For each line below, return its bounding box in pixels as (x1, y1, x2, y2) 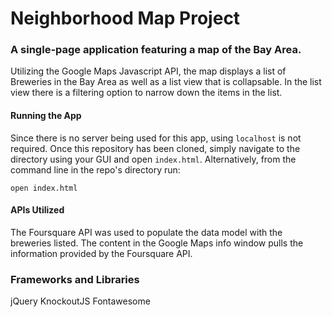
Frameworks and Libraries (10, 272, 140, 286)
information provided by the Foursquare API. (10, 247, 193, 259)
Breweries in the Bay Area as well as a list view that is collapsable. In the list (10, 76, 322, 88)
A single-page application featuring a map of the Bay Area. (10, 43, 302, 57)
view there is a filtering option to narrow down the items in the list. (10, 87, 283, 99)
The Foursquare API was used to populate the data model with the (10, 226, 283, 238)
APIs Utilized (10, 204, 65, 216)
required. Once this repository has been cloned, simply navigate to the (10, 142, 301, 154)
